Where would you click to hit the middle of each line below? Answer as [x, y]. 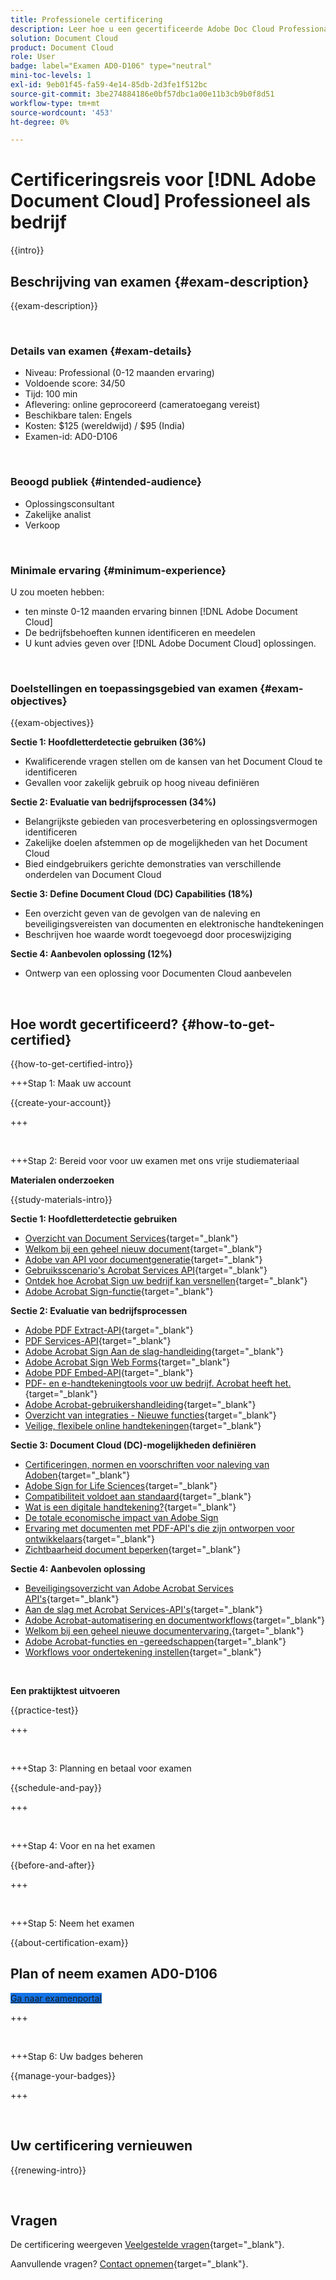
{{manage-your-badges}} [63, 2075]
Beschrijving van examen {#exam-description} [160, 281]
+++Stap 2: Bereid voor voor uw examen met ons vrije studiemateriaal [155, 1160]
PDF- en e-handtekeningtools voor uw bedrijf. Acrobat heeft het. [158, 1383]
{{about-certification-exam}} [69, 1942]
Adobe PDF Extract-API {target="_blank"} [109, 1330]
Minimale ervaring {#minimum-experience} [118, 570]
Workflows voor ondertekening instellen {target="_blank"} [143, 1652]
